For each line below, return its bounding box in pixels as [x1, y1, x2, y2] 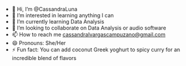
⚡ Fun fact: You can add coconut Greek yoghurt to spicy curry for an [11, 46, 181, 53]
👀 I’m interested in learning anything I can [11, 12, 114, 19]
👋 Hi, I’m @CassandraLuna [11, 6, 77, 12]
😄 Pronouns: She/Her [11, 39, 66, 47]
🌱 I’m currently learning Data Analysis [11, 18, 104, 25]
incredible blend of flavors [11, 55, 76, 61]
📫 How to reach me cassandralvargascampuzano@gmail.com [11, 31, 166, 38]
